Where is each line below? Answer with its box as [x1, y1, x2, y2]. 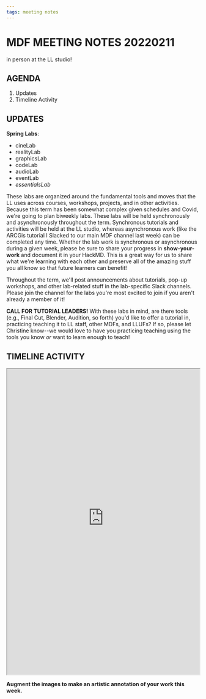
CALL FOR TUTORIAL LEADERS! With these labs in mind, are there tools [6, 307, 188, 315]
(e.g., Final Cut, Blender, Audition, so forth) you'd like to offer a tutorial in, [6, 314, 191, 321]
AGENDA [6, 73, 41, 83]
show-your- [163, 245, 195, 252]
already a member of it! [6, 296, 65, 303]
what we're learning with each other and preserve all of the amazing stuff [6, 258, 191, 265]
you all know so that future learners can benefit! [6, 264, 127, 272]
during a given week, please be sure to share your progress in [6, 245, 163, 252]
